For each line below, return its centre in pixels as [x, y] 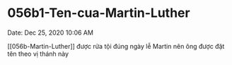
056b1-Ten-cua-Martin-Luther [99, 13]
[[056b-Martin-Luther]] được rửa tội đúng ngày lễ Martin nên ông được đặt [116, 46]
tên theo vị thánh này [38, 54]
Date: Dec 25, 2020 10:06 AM [51, 32]
